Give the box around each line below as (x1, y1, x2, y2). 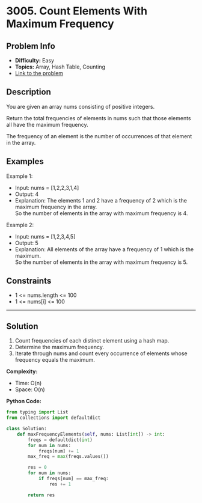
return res (28, 492, 55, 498)
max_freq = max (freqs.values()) (28, 454, 109, 460)
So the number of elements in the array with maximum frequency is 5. (14, 258, 188, 266)
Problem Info (6, 41, 55, 51)
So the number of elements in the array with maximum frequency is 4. (14, 209, 188, 217)
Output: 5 (14, 239, 39, 246)
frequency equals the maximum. (14, 356, 95, 364)
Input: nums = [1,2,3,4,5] (14, 233, 76, 240)
